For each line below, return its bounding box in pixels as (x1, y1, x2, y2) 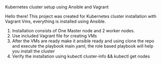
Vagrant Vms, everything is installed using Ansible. (5, 19, 106, 24)
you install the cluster (12, 48, 55, 54)
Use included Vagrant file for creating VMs (12, 33, 97, 38)
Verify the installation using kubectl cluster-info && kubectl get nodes (12, 53, 150, 59)
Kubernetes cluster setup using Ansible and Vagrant (5, 4, 109, 10)
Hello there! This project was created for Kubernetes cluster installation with (5, 13, 157, 19)
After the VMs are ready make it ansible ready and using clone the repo (12, 38, 155, 44)
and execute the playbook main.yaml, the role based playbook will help (12, 43, 154, 49)
